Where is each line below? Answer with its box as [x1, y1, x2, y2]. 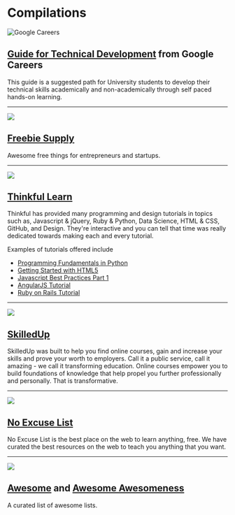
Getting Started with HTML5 [17, 266, 99, 275]
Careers [7, 59, 43, 71]
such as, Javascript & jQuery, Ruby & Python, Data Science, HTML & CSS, [7, 217, 220, 225]
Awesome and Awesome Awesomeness [7, 482, 185, 494]
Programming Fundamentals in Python [17, 259, 128, 267]
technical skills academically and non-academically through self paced [7, 85, 212, 94]
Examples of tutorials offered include [7, 245, 113, 254]
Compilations [7, 5, 87, 21]
